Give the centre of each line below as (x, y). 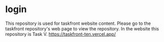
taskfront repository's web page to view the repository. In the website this (82, 28)
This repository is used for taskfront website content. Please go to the (78, 23)
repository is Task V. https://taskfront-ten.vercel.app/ (61, 34)
